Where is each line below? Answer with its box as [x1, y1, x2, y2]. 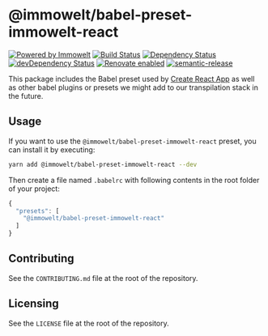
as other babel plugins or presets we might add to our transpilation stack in [8, 83, 259, 92]
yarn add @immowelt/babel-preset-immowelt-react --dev [8, 160, 198, 168]
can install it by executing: [8, 144, 96, 155]
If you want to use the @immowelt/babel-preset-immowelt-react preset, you [8, 136, 257, 146]
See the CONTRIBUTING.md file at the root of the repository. [8, 273, 198, 283]
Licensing [8, 297, 59, 311]
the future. [8, 91, 44, 100]
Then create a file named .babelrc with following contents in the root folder [8, 175, 260, 185]
